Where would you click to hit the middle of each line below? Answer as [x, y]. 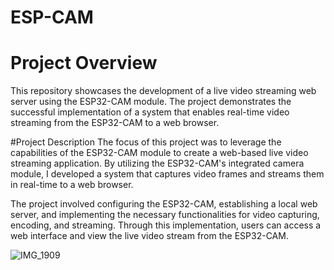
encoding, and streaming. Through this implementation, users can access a [166, 225]
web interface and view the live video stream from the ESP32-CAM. [149, 236]
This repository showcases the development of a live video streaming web [163, 91]
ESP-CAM [52, 17]
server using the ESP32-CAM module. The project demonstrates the [151, 102]
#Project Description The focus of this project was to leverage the [146, 142]
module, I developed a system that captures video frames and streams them [167, 174]
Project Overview [84, 63]
